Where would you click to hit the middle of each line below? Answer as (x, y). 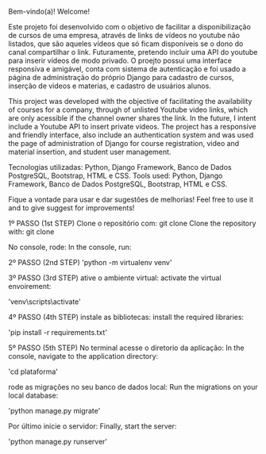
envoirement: (30, 286)
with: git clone (31, 232)
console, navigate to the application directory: (83, 356)
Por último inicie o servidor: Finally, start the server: (93, 426)
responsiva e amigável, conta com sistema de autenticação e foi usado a (127, 69)
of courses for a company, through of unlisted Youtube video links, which (128, 110)
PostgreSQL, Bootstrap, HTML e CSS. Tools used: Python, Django (116, 175)
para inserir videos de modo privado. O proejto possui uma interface (120, 60)
